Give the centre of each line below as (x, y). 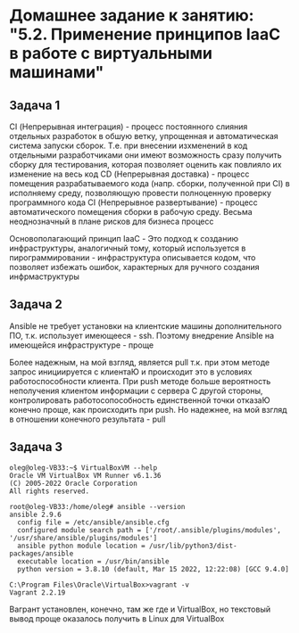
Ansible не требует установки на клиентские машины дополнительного (146, 325)
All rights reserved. (50, 491)
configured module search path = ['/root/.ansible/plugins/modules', (149, 530)
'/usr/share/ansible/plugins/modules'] (83, 538)
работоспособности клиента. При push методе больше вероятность (140, 381)
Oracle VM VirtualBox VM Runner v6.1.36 (86, 475)
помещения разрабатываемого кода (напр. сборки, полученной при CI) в (149, 183)
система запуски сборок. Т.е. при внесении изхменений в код (129, 145)
